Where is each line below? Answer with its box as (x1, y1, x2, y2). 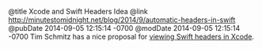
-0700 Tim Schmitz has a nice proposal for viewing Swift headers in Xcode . (8, 32, 255, 41)
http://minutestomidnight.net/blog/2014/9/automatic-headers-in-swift (8, 15, 236, 24)
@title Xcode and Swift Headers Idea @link (8, 7, 149, 16)
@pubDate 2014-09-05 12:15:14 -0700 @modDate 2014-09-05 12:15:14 (8, 24, 241, 32)
